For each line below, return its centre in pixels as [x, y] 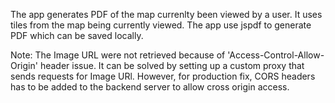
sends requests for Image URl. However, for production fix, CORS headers [163, 76]
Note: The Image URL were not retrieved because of [118, 55]
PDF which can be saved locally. [77, 35]
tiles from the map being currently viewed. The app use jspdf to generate [161, 25]
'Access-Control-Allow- [276, 55]
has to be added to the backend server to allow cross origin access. [150, 87]
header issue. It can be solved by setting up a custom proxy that [172, 65]
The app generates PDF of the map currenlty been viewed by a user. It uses [166, 14]
